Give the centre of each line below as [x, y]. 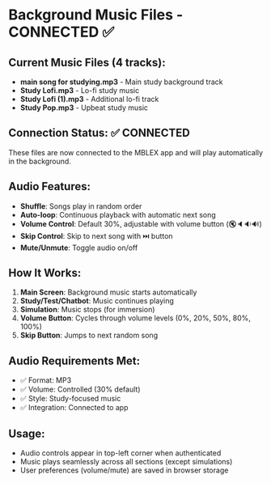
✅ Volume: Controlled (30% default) [80, 389]
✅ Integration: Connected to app [74, 408]
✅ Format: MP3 [46, 380]
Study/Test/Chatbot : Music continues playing [97, 301]
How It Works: [45, 273]
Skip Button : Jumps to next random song [89, 335]
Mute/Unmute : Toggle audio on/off [79, 248]
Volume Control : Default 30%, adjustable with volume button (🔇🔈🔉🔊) [141, 223]
